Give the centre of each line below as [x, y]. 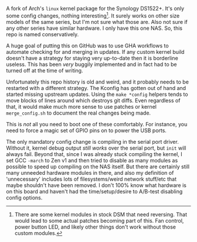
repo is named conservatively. [43, 34]
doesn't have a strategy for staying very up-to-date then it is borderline [92, 58]
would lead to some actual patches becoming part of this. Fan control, [99, 220]
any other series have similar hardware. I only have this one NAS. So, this [94, 28]
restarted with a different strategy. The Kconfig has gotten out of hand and [96, 88]
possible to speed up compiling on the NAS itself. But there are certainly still [98, 167]
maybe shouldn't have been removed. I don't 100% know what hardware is [96, 185]
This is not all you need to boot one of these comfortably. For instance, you [97, 124]
